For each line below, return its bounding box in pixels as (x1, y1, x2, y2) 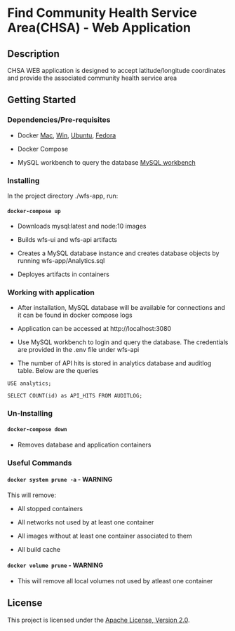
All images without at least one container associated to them (17, 531, 192, 540)
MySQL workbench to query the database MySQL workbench (17, 158, 196, 166)
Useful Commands (7, 458, 72, 468)
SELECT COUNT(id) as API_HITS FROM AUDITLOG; (7, 393, 142, 400)
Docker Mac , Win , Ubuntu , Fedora (17, 131, 116, 140)
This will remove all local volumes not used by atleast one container (17, 576, 213, 585)
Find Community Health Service (7, 5, 198, 21)
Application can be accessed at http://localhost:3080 (17, 325, 172, 333)
